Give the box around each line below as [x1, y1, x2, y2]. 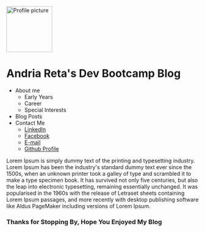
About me [15, 87, 40, 94]
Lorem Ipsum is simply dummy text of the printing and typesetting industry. [6, 157, 195, 164]
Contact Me [15, 119, 45, 126]
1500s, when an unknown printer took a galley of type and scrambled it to [6, 170, 192, 177]
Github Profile [24, 145, 59, 152]
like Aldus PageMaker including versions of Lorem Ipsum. [6, 202, 151, 209]
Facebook [24, 132, 50, 139]
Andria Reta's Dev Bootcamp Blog [6, 67, 181, 81]
